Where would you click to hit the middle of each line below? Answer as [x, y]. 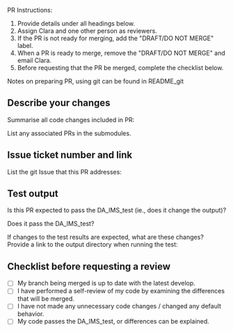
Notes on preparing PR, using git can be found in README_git [96, 81]
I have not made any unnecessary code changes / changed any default [119, 306]
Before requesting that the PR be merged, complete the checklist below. [120, 68]
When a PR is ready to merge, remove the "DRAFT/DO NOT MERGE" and [121, 53]
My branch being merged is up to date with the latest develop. [106, 283]
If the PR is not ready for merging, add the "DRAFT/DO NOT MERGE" [115, 38]
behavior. [31, 314]
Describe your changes [59, 103]
